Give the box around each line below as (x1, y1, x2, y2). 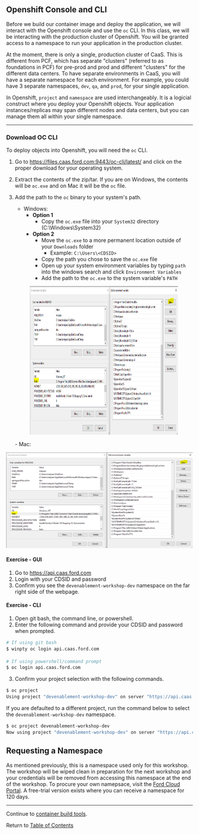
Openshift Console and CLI (6, 5, 107, 15)
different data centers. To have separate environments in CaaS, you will (6, 69, 181, 77)
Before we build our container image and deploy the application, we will (6, 20, 181, 27)
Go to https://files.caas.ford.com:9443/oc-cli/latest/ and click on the (14, 158, 182, 165)
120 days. (6, 793, 30, 800)
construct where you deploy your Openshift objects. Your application (6, 100, 175, 107)
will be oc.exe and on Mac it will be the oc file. (14, 182, 127, 189)
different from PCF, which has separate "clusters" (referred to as (6, 57, 164, 64)
